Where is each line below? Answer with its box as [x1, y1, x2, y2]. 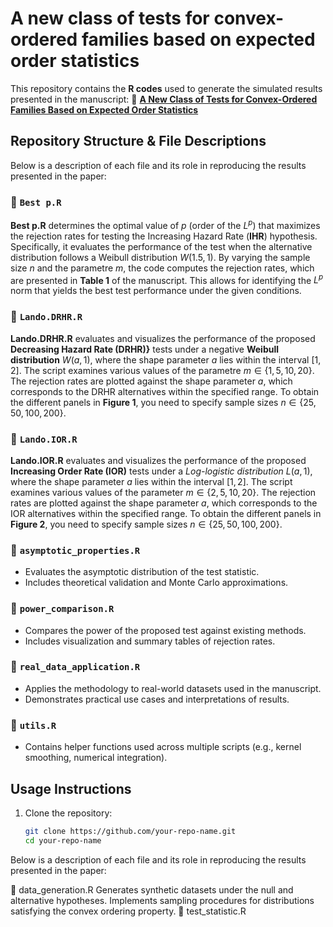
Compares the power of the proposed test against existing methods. [24, 624, 307, 636]
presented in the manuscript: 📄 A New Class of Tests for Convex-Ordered [10, 93, 318, 105]
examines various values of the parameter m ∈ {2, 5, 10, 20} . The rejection [10, 486, 317, 498]
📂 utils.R [10, 718, 57, 732]
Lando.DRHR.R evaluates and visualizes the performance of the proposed [10, 332, 316, 344]
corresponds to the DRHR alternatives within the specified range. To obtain [10, 385, 320, 397]
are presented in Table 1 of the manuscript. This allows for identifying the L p [10, 272, 324, 286]
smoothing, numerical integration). [24, 752, 168, 764]
